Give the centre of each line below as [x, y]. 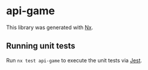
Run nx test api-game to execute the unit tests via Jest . [74, 60]
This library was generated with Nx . [50, 27]
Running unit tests [41, 46]
